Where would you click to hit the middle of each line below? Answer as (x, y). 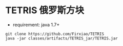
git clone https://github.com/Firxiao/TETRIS (55, 34)
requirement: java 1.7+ (36, 25)
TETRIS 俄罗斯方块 (45, 10)
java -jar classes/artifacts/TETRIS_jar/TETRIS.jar (61, 38)
